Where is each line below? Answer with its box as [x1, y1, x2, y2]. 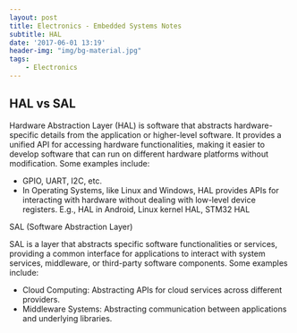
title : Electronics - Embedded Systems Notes [9, 21, 182, 30]
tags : [9, 55, 30, 64]
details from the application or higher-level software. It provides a [40, 129, 282, 140]
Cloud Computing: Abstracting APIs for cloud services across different [21, 284, 283, 295]
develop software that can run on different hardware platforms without [9, 149, 269, 159]
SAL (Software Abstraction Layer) [9, 221, 133, 232]
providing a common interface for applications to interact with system [9, 248, 266, 259]
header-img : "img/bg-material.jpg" [9, 47, 142, 55]
